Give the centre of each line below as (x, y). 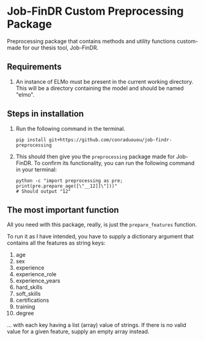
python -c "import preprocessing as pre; (69, 181)
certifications (32, 300)
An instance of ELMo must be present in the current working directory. (104, 81)
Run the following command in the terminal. (71, 128)
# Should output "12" (43, 191)
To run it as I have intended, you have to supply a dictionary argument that (100, 237)
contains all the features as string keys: (56, 243)
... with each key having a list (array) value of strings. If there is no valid (97, 325)
